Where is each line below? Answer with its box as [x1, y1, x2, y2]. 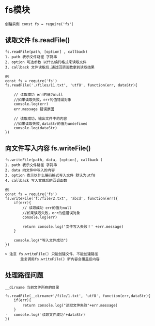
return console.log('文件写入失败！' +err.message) [22, 224, 124, 229]
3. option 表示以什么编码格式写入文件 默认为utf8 [5, 173, 95, 178]
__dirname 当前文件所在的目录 [5, 285, 60, 290]
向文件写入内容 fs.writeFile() [5, 144, 91, 153]
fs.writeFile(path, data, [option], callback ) [5, 157, 103, 162]
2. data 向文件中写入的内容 [5, 168, 55, 172]
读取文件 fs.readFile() [5, 36, 70, 44]
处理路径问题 [5, 271, 44, 279]
